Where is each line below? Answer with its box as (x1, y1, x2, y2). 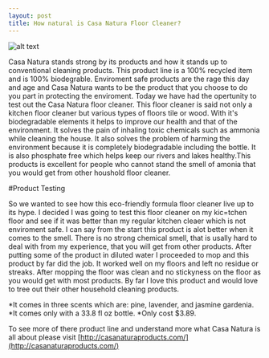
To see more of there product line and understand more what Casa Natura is (8, 323, 261, 333)
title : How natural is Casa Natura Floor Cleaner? (8, 19, 181, 27)
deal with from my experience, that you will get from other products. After (8, 242, 252, 251)
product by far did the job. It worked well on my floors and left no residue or (8, 258, 259, 268)
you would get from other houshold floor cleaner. (8, 168, 171, 177)
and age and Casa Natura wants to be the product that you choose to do (8, 82, 248, 92)
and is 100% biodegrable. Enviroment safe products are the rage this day (8, 74, 250, 83)
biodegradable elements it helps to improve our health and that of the (8, 116, 238, 126)
